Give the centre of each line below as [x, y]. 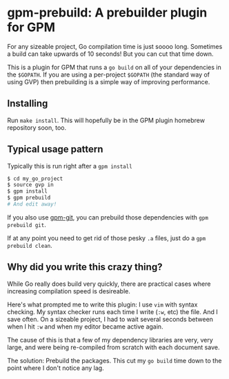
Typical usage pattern [55, 149]
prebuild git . [27, 224]
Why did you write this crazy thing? [85, 267]
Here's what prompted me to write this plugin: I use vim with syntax [102, 304]
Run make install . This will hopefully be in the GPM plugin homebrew [106, 120]
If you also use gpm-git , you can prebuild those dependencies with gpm [108, 217]
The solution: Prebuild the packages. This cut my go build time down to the [114, 360]
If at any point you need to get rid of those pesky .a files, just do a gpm [107, 238]
